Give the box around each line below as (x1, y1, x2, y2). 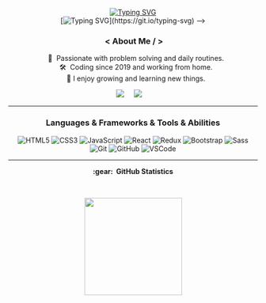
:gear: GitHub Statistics (92, 166, 174, 176)
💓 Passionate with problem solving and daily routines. (47, 54, 224, 63)
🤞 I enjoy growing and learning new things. (66, 74, 206, 83)
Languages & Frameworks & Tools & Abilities (46, 117, 220, 128)
